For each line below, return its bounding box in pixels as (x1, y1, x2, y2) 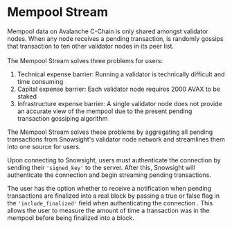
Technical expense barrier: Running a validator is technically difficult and (17, 70, 225, 78)
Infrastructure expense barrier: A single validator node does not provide (17, 99, 223, 108)
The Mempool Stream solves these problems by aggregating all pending (7, 128, 213, 136)
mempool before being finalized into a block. (7, 213, 135, 222)
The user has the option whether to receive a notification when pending (7, 184, 212, 192)
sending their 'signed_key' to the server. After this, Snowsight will (7, 163, 195, 171)
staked (17, 92, 37, 101)
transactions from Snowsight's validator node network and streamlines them (7, 135, 225, 143)
